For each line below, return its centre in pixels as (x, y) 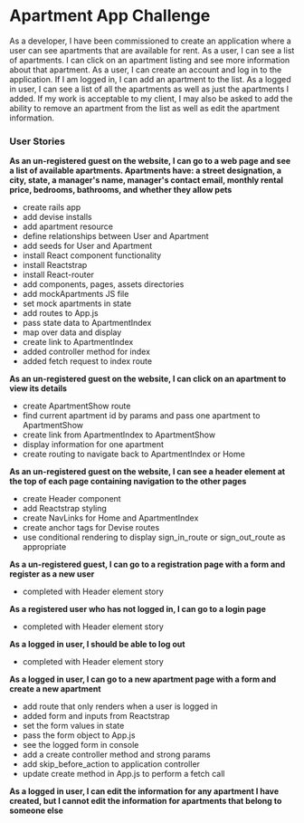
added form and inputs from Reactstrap (96, 716)
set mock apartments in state (77, 303)
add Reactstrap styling (64, 509)
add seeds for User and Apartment (87, 246)
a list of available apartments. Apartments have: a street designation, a (146, 171)
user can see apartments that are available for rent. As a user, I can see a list (152, 50)
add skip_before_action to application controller (111, 764)
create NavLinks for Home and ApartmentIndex (110, 518)
